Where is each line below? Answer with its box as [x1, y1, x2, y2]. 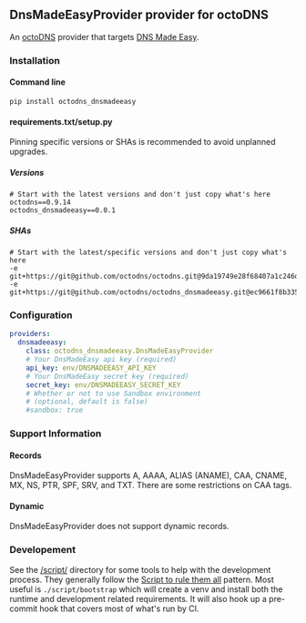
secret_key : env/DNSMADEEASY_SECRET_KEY [25, 380, 181, 390]
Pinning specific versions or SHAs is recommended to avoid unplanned [9, 137, 276, 148]
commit [9, 603, 38, 614]
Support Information [9, 427, 102, 440]
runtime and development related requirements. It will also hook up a [9, 593, 267, 604]
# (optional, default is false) [25, 397, 148, 406]
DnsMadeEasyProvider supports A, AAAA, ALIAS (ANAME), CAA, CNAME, [9, 470, 288, 481]
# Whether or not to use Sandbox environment [25, 389, 202, 398]
